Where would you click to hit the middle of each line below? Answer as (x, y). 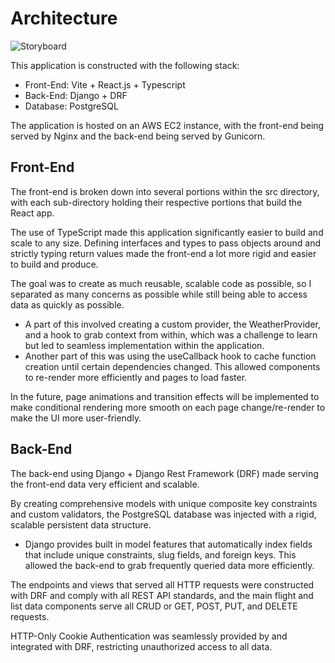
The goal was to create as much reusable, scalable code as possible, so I (161, 283)
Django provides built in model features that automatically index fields (168, 544)
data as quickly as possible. (67, 304)
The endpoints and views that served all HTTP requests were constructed (162, 584)
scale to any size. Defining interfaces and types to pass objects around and (166, 243)
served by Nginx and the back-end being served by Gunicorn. (138, 136)
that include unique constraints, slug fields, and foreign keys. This (160, 554)
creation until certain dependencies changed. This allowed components (172, 366)
